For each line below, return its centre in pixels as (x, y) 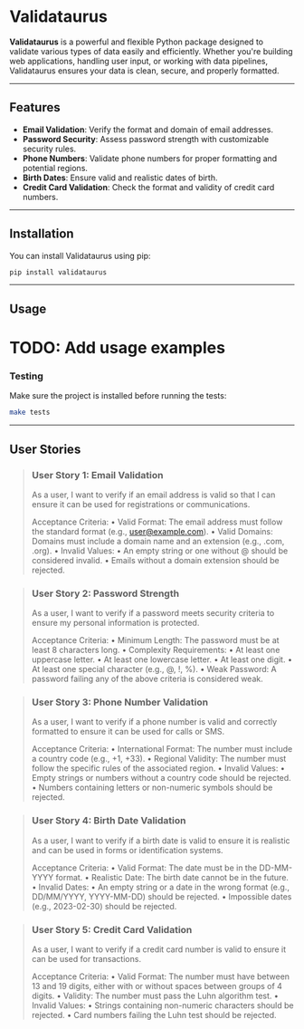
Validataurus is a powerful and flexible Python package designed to (137, 42)
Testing (26, 376)
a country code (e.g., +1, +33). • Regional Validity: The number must (159, 759)
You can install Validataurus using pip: (80, 255)
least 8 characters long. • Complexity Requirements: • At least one (156, 650)
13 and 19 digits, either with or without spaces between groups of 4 (157, 986)
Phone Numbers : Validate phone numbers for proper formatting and (150, 158)
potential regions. (55, 168)
